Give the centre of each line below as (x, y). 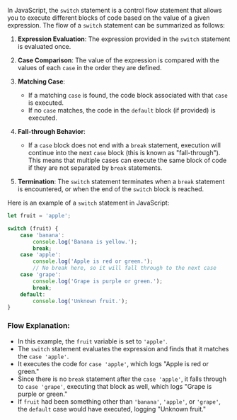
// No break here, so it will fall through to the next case (125, 268)
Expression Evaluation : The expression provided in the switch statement (124, 39)
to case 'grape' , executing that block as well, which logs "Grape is (115, 386)
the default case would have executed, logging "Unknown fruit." (112, 409)
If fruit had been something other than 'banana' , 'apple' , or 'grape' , (119, 401)
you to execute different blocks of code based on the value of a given (109, 18)
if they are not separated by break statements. (95, 168)
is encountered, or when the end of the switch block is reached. (111, 189)
